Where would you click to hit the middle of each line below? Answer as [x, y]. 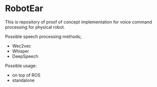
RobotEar [24, 9]
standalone [23, 80]
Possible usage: [21, 66]
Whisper [20, 51]
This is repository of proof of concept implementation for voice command [78, 22]
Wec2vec [22, 46]
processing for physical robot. [35, 27]
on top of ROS [26, 75]
